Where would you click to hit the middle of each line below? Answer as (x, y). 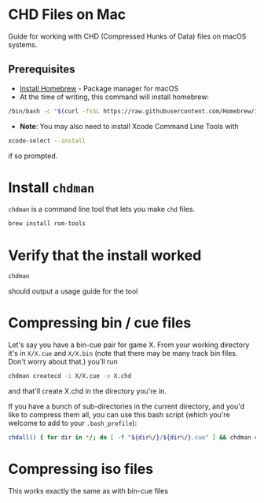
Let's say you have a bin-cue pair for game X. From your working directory (129, 345)
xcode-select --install (47, 141)
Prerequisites (42, 70)
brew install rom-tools (47, 224)
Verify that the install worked (105, 255)
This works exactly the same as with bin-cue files (88, 490)
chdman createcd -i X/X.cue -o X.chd (70, 376)
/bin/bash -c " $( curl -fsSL (54, 111)
